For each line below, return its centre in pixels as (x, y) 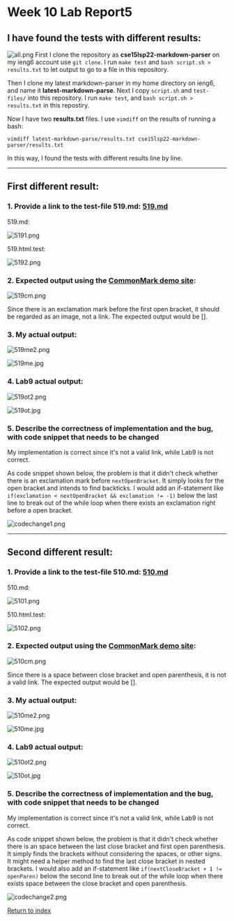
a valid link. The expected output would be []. (72, 682)
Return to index (29, 910)
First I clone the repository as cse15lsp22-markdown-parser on (127, 54)
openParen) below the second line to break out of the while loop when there (115, 876)
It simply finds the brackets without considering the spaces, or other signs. (115, 853)
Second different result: (60, 552)
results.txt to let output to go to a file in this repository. (88, 69)
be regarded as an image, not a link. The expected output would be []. (107, 316)
